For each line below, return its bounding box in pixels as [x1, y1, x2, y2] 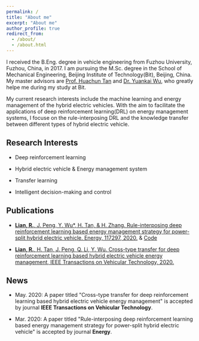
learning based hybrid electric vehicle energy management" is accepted [14, 297, 193, 305]
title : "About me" [6, 14, 52, 20]
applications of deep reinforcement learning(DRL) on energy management [6, 108, 188, 115]
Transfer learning [14, 176, 58, 184]
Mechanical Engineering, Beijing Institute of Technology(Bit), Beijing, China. [6, 71, 192, 78]
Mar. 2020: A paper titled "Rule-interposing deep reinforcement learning [14, 315, 193, 323]
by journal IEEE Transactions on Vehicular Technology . [14, 304, 153, 311]
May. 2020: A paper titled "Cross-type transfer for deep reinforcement [14, 292, 189, 299]
